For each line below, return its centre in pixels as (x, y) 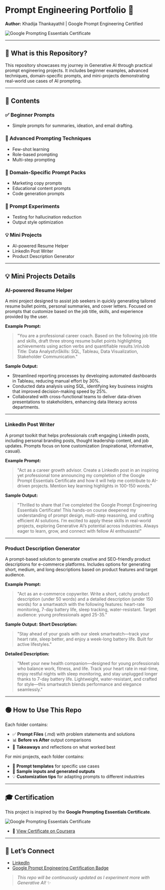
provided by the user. (27, 317)
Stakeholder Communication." (47, 357)
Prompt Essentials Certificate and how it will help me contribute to (84, 480)
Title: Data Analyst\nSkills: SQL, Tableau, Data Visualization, (78, 351)
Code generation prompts (38, 193)
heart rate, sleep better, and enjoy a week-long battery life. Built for (85, 639)
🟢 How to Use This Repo (43, 710)
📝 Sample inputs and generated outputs (54, 771)
